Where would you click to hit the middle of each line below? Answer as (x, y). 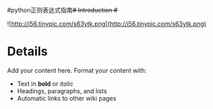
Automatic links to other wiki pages (66, 98)
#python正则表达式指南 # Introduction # (62, 10)
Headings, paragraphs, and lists (62, 90)
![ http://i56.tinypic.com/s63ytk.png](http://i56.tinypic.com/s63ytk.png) (107, 24)
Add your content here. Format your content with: (77, 70)
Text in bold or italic (45, 84)
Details (27, 52)
